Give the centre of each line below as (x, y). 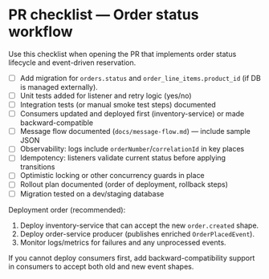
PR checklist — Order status (104, 15)
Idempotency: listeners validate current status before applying (123, 158)
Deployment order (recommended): (67, 209)
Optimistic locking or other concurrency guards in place (112, 176)
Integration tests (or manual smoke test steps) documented (118, 105)
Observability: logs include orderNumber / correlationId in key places (132, 149)
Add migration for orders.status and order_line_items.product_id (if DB (140, 78)
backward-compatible (57, 123)
